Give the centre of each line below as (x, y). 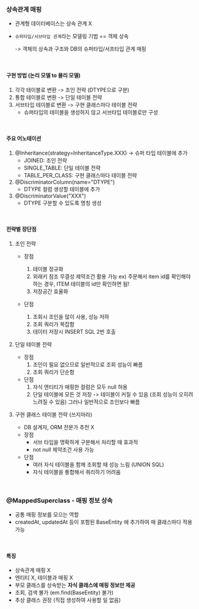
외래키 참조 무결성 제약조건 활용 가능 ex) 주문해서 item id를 (101, 276)
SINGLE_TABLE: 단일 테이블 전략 (62, 168)
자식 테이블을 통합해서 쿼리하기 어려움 (77, 472)
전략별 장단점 (22, 229)
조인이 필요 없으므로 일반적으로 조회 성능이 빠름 (88, 364)
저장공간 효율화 (50, 291)
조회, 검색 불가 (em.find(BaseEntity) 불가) (64, 593)
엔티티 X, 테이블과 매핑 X (44, 578)
